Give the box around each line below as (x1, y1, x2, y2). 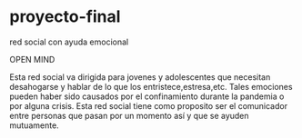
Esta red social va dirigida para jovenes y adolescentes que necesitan (9, 71, 271, 83)
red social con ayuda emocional (9, 36, 129, 47)
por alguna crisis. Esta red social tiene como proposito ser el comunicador (9, 100, 288, 111)
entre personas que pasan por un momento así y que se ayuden (9, 110, 249, 121)
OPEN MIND (9, 54, 55, 64)
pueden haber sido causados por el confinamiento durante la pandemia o (9, 91, 285, 102)
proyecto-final (9, 6, 121, 27)
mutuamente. (9, 120, 59, 131)
